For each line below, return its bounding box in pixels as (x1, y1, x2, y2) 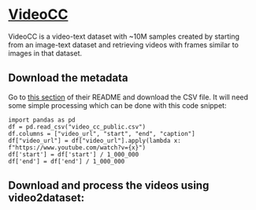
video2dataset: (8, 191, 85, 204)
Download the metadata (8, 71, 128, 84)
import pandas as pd (8, 116, 76, 124)
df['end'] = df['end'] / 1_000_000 (8, 157, 125, 165)
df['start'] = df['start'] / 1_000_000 (8, 150, 139, 159)
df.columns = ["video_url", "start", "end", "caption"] (8, 129, 195, 137)
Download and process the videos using (8, 179, 210, 193)
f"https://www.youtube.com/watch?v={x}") (8, 144, 147, 152)
